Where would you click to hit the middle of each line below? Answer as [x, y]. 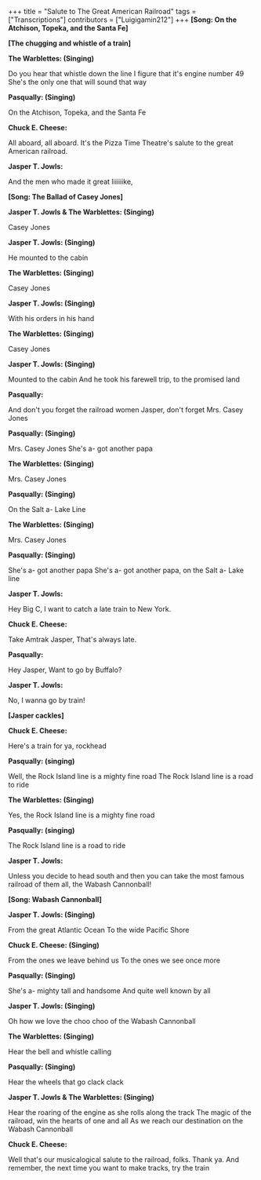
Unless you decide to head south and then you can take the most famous [126, 876]
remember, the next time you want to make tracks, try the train [109, 1168]
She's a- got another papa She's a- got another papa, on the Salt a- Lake [126, 570]
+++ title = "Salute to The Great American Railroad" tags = [102, 11]
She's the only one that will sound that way [78, 82]
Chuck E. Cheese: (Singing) [54, 945]
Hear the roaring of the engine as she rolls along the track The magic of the [130, 1112]
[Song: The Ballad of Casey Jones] [66, 197]
